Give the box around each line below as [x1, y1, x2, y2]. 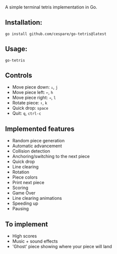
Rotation [12, 169, 29, 175]
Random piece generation [12, 138, 65, 144]
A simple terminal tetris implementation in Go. [5, 4, 97, 10]
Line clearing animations [12, 195, 62, 201]
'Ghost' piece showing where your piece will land [12, 244, 112, 250]
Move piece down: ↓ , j [12, 84, 58, 90]
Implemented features [5, 125, 75, 133]
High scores [12, 233, 37, 239]
